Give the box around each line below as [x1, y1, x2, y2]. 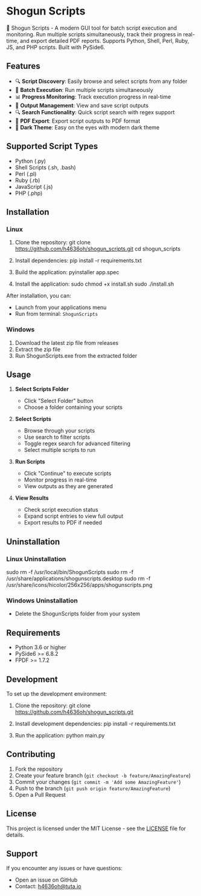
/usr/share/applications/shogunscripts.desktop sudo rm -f [6, 575, 151, 582]
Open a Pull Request [14, 791, 66, 798]
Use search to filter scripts [24, 434, 91, 441]
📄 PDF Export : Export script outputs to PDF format [14, 117, 141, 125]
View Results [14, 494, 49, 502]
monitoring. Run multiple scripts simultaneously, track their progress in [6, 30, 182, 38]
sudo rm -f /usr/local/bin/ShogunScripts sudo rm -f [6, 569, 134, 576]
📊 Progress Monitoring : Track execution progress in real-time [14, 93, 171, 100]
